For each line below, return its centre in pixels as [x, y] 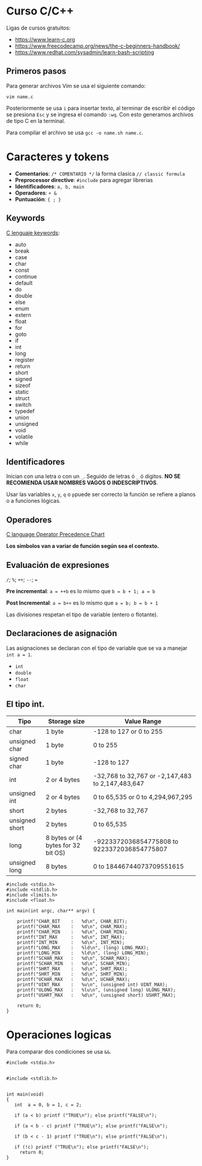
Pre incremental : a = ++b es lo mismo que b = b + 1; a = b [81, 591]
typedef [25, 411]
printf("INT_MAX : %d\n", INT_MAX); [71, 937]
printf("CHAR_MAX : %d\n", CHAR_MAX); [72, 927]
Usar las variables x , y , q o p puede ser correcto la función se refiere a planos [101, 494]
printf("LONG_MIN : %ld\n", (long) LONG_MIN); [83, 953]
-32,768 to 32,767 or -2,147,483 [142, 776]
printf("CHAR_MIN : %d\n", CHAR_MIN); [72, 932]
